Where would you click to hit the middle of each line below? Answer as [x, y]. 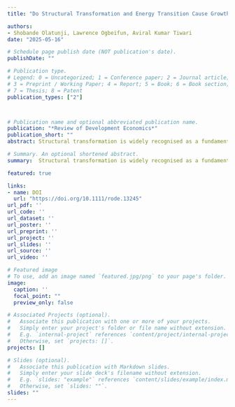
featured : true [29, 173]
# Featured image [33, 270]
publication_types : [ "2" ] [45, 97]
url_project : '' [31, 238]
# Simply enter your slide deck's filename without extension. [104, 373]
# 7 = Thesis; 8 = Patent [45, 91]
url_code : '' [26, 212]
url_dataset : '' [31, 218]
